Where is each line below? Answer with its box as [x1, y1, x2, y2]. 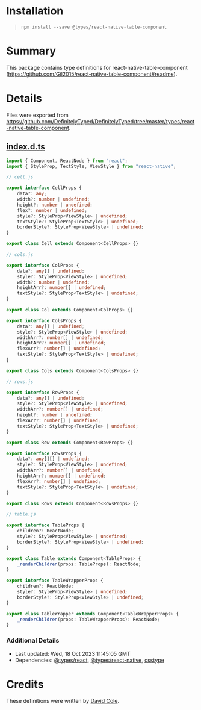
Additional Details [6, 637, 60, 645]
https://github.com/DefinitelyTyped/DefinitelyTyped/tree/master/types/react [6, 117, 195, 125]
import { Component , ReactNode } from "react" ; [6, 158, 128, 164]
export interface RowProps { [6, 390, 79, 396]
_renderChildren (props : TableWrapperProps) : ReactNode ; [17, 616, 161, 623]
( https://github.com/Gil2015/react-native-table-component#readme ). [6, 70, 178, 78]
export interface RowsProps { [6, 450, 82, 456]
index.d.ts [6, 142, 45, 152]
